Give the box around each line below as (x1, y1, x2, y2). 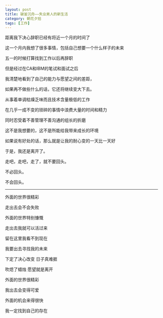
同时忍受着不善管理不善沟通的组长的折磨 (5, 117, 86, 123)
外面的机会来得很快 (5, 298, 44, 303)
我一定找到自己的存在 (5, 308, 48, 314)
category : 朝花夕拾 (5, 16, 42, 21)
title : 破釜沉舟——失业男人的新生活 (5, 12, 68, 17)
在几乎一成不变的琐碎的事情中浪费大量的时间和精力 (5, 107, 107, 113)
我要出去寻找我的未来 (5, 246, 48, 252)
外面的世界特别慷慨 (5, 215, 44, 221)
